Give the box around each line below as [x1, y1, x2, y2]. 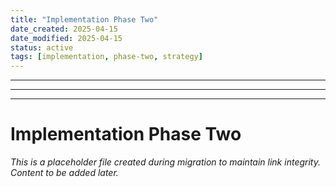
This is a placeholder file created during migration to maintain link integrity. [10, 156, 321, 168]
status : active [10, 42, 74, 53]
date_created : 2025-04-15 [10, 24, 118, 34]
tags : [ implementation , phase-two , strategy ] [10, 52, 203, 62]
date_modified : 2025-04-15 [10, 33, 123, 43]
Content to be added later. [10, 167, 119, 179]
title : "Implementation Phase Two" [10, 14, 159, 25]
